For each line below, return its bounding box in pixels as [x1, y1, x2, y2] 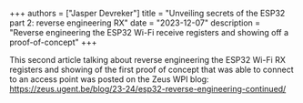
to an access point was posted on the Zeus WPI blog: [9, 74, 209, 85]
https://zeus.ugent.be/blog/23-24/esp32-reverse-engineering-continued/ [9, 84, 287, 94]
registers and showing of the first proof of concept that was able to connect [9, 64, 294, 75]
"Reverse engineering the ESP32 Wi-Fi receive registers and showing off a [9, 27, 289, 37]
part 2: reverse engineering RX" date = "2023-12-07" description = [9, 17, 261, 28]
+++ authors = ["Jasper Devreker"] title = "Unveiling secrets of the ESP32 [9, 8, 286, 18]
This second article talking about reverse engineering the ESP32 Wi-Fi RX [9, 55, 287, 65]
